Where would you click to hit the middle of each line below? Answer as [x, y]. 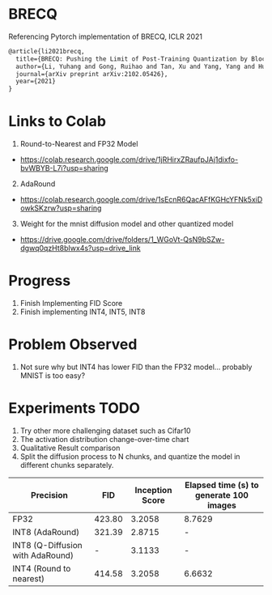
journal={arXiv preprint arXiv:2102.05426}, [92, 74]
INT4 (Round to [42, 568]
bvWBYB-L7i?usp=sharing [64, 168]
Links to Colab [57, 121]
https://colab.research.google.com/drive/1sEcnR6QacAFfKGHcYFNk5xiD [141, 200]
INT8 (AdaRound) [46, 532]
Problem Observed [73, 344]
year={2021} [36, 82]
